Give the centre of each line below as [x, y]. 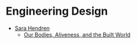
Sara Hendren [32, 28]
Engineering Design [57, 11]
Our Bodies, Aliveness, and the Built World [77, 34]
